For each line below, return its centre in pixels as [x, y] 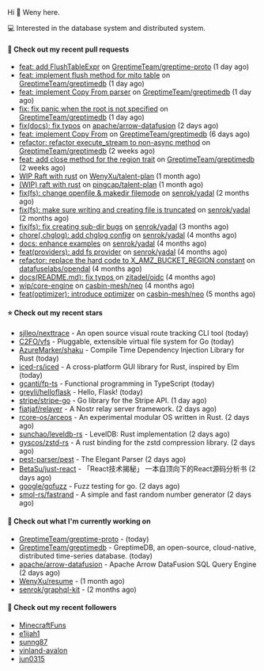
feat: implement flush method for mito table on [94, 75]
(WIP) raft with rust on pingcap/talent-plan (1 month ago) [111, 185]
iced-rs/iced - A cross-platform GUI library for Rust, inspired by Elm [129, 367]
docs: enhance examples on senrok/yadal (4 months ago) [113, 244]
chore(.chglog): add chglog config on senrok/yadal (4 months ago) [128, 235]
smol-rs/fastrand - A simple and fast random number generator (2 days [135, 494]
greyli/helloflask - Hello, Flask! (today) [81, 392]
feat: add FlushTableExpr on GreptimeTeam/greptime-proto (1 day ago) [134, 67]
